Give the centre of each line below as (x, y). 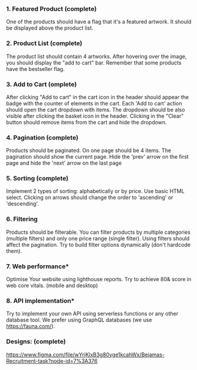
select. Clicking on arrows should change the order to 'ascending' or (90, 198)
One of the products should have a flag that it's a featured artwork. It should (99, 22)
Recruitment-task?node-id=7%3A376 (52, 361)
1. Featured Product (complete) (51, 9)
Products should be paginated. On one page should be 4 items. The (89, 150)
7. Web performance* (38, 266)
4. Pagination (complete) (42, 137)
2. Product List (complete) (44, 43)
